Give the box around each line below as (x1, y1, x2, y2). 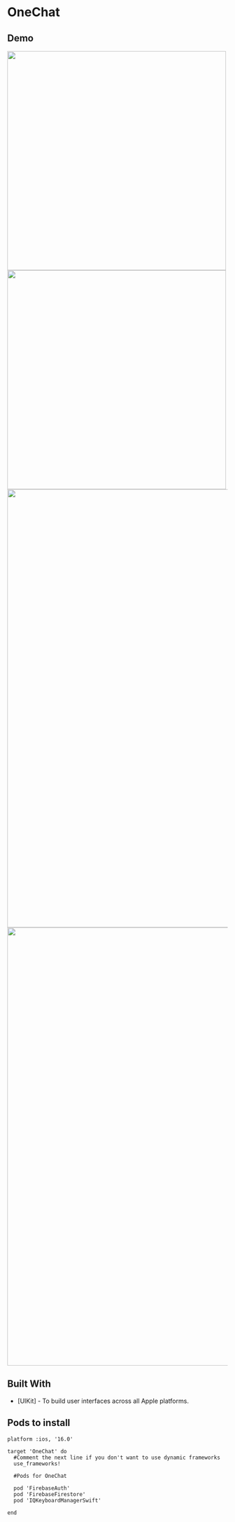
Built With (7, 1378, 51, 1390)
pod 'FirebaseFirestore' (13, 1490, 86, 1497)
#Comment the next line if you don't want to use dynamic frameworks (13, 1454, 220, 1461)
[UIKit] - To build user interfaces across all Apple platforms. (17, 1397, 189, 1405)
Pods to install (7, 1417, 71, 1429)
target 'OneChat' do (7, 1448, 68, 1455)
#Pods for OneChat (13, 1472, 68, 1479)
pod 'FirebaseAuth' (13, 1484, 71, 1492)
